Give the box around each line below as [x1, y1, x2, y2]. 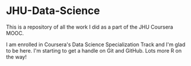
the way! [6, 53, 27, 60]
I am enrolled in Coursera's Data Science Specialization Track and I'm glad [6, 41, 186, 48]
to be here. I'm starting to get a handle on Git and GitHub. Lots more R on [6, 47, 182, 54]
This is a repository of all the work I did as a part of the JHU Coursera [6, 23, 173, 30]
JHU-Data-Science [6, 4, 100, 18]
